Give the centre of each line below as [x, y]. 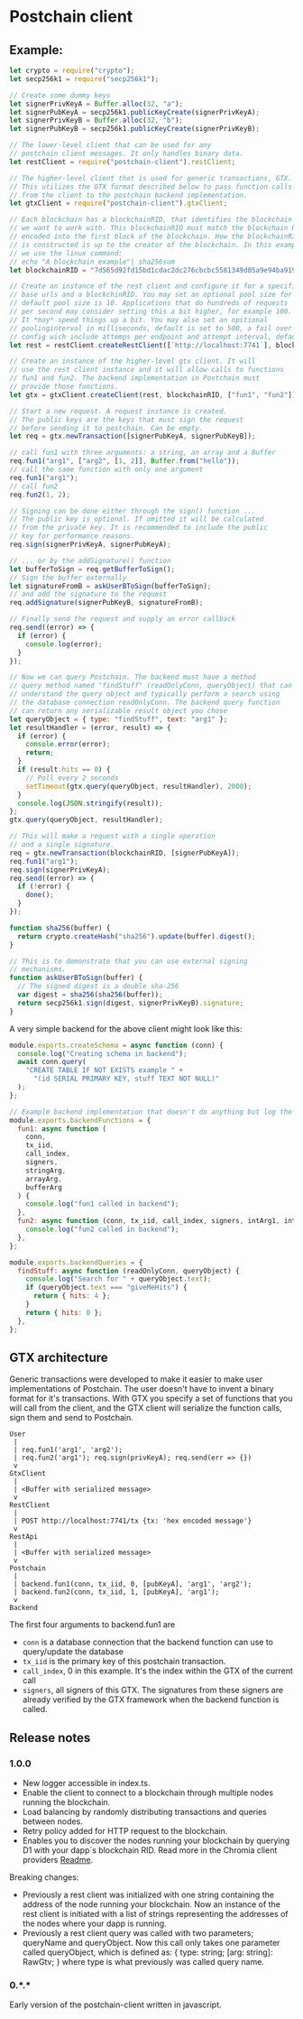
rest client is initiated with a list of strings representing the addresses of [155, 1914]
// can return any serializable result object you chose [119, 710]
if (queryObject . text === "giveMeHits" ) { [106, 1288]
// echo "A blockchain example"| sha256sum [92, 262]
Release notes [50, 1738]
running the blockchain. [66, 1802]
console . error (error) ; [68, 745]
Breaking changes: [44, 1877]
